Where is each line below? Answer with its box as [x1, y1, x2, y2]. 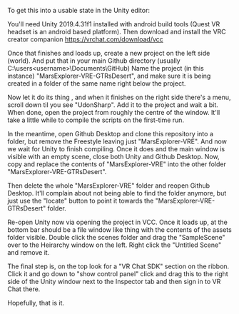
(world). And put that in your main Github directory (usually [7, 56, 180, 65]
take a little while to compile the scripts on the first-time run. [7, 116, 184, 124]
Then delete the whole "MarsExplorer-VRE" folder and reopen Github [7, 181, 210, 190]
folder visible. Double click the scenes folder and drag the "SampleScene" [7, 233, 226, 241]
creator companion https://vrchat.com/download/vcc [7, 35, 164, 44]
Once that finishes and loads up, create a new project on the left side [7, 49, 210, 57]
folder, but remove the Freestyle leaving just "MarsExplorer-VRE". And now [7, 137, 227, 146]
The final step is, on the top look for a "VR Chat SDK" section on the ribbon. [7, 262, 230, 270]
